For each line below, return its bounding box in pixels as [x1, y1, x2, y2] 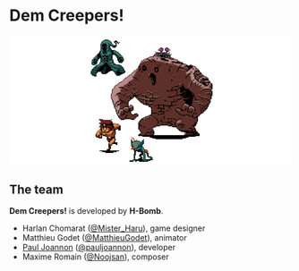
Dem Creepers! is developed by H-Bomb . [9, 206, 164, 216]
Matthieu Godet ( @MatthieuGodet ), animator [21, 233, 188, 243]
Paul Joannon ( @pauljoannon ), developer [21, 242, 176, 253]
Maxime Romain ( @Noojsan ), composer [21, 251, 170, 262]
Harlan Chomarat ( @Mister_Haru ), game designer [21, 223, 206, 233]
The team [9, 182, 64, 197]
